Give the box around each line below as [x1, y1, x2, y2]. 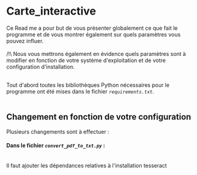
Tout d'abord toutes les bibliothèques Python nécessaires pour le [6, 81, 170, 89]
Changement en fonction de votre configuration [6, 112, 192, 122]
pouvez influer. [6, 37, 44, 44]
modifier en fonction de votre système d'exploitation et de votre [6, 57, 166, 64]
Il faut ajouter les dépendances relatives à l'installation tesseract [6, 162, 167, 169]
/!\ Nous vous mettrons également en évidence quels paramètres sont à [6, 50, 187, 57]
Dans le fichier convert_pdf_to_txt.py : [6, 142, 105, 149]
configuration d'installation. [6, 63, 75, 70]
